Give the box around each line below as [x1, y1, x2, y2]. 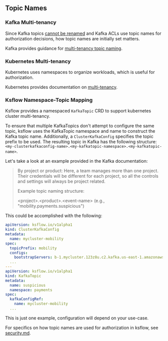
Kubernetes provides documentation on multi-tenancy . [5, 84, 118, 90]
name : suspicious [9, 283, 46, 288]
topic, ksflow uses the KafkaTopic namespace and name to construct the [5, 128, 155, 134]
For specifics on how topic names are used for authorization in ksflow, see [5, 325, 158, 331]
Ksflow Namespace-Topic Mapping [5, 96, 93, 103]
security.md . [5, 330, 31, 336]
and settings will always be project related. [17, 178, 106, 184]
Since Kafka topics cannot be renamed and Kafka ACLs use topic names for [5, 30, 161, 36]
